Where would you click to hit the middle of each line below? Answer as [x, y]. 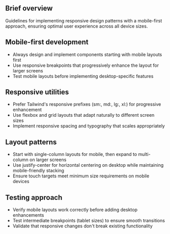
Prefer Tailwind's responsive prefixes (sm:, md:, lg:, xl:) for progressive [87, 105]
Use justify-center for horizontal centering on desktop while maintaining [88, 165]
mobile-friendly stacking [38, 171]
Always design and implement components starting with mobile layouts [87, 54]
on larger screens [48, 160]
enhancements [28, 215]
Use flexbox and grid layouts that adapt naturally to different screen [83, 115]
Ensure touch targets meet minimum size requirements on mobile [81, 176]
